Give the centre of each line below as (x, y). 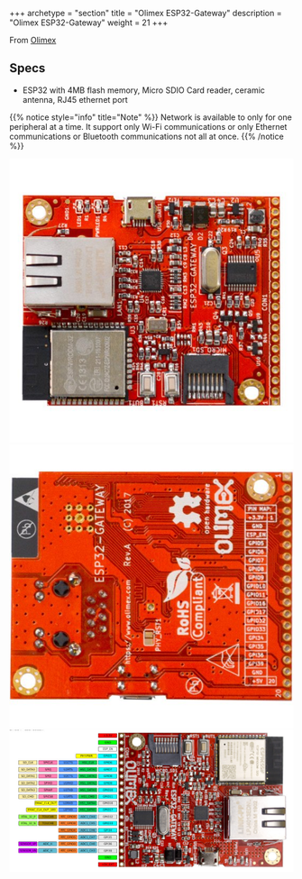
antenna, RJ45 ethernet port (75, 99)
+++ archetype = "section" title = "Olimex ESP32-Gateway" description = (146, 13)
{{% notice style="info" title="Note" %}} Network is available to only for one (151, 117)
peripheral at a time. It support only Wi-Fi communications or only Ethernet (148, 126)
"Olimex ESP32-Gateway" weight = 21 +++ (89, 23)
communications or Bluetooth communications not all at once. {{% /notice (146, 136)
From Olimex (33, 40)
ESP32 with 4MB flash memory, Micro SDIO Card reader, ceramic (144, 90)
